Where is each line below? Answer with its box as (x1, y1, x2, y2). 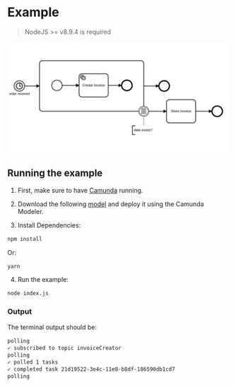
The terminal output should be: (7, 323, 98, 331)
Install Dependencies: (17, 220, 81, 230)
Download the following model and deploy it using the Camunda (17, 199, 204, 208)
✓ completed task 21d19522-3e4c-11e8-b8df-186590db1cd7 (7, 365, 175, 373)
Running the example (7, 167, 103, 179)
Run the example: (17, 275, 69, 284)
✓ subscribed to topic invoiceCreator (7, 344, 122, 352)
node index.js (7, 290, 49, 297)
